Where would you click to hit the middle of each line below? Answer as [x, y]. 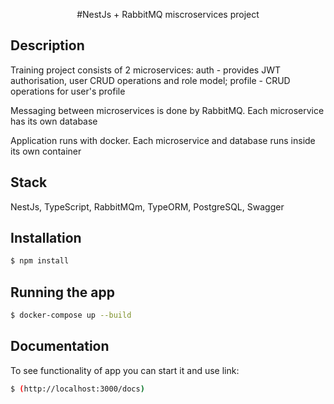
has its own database [54, 121]
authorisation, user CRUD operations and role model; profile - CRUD [150, 80]
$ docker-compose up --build [71, 315]
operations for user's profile [68, 91]
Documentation [60, 346]
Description [47, 45]
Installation [46, 238]
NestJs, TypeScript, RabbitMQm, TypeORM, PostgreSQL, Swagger [147, 206]
